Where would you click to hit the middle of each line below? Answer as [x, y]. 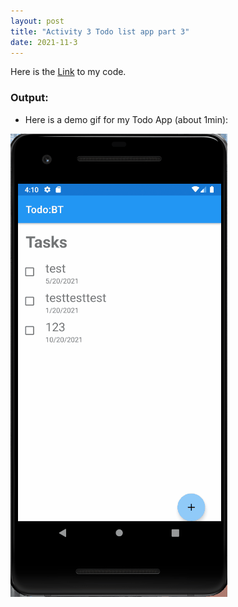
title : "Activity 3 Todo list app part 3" [100, 31]
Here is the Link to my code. [68, 72]
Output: [29, 98]
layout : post [37, 21]
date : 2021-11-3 [44, 42]
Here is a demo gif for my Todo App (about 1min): [126, 119]
